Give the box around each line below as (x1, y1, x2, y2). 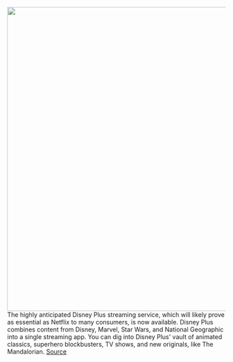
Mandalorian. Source (7, 347, 67, 356)
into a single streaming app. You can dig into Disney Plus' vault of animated (7, 333, 223, 340)
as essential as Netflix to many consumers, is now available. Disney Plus (7, 318, 214, 326)
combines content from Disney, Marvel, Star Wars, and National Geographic (7, 325, 224, 334)
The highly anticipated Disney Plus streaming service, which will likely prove (7, 311, 225, 319)
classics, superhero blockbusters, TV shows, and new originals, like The (7, 340, 214, 348)
